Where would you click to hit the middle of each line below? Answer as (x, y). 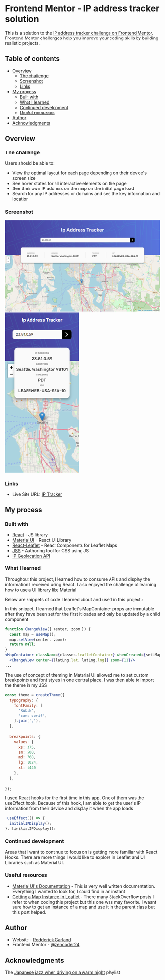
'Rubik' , (27, 711)
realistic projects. (23, 43)
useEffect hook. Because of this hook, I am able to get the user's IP (73, 803)
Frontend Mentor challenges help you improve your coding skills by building (82, 38)
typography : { (24, 700)
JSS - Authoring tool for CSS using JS (51, 550)
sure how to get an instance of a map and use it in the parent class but (83, 907)
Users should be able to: (30, 163)
